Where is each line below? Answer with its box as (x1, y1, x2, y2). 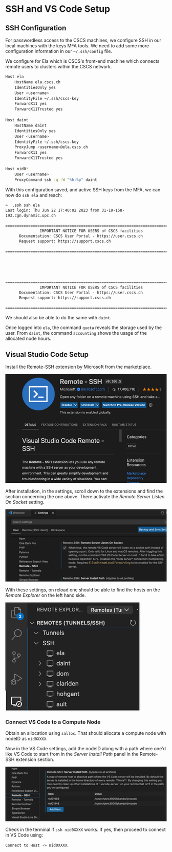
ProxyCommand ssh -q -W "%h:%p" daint (14, 177, 97, 183)
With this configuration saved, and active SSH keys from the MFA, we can (5, 186, 161, 193)
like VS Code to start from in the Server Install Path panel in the (5, 751, 139, 757)
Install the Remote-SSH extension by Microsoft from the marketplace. (5, 364, 152, 370)
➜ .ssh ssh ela (5, 203, 40, 208)
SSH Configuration (5, 24, 67, 32)
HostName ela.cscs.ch (14, 79, 60, 85)
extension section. (15, 756, 55, 763)
